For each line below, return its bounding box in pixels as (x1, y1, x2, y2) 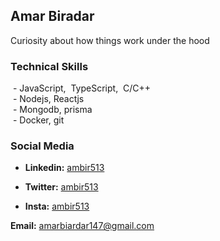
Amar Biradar (10, 8, 95, 25)
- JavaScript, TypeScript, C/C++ (12, 82, 152, 94)
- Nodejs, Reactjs (12, 93, 85, 105)
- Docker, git (12, 114, 65, 126)
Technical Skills (10, 59, 89, 73)
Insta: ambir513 (24, 200, 90, 213)
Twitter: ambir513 (24, 181, 99, 193)
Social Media (10, 139, 75, 153)
